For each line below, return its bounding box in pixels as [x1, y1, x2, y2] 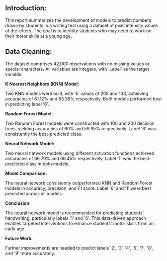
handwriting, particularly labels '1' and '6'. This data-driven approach [5, 215, 147, 221]
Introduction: [5, 4, 47, 12]
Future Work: [5, 235, 33, 241]
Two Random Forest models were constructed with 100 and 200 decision [5, 120, 155, 126]
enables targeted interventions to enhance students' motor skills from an [5, 220, 154, 226]
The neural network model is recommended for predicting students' [5, 210, 144, 216]
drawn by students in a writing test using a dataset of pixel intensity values [5, 22, 158, 28]
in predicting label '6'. [5, 101, 50, 107]
